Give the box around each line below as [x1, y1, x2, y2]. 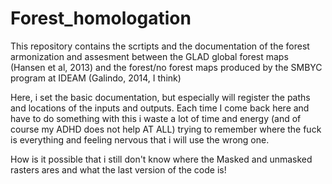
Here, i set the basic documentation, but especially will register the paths [10, 91, 311, 103]
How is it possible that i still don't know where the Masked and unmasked [10, 153, 313, 165]
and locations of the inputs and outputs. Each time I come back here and [10, 102, 310, 114]
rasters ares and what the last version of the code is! [10, 163, 227, 176]
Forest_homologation [10, 7, 192, 30]
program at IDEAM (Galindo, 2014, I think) [10, 72, 182, 84]
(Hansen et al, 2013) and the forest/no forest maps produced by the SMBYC [10, 61, 323, 73]
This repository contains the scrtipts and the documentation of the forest [10, 40, 310, 52]
